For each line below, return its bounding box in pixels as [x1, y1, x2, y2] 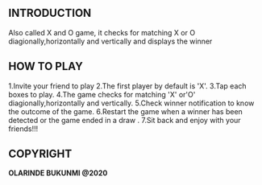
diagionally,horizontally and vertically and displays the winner [8, 36, 213, 46]
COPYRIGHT [8, 147, 73, 161]
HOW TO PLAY [8, 60, 83, 73]
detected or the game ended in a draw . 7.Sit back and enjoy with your [8, 115, 241, 125]
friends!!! [8, 124, 39, 134]
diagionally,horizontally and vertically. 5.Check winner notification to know [8, 98, 255, 108]
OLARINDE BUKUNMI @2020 [8, 168, 108, 178]
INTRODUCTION [8, 6, 92, 20]
